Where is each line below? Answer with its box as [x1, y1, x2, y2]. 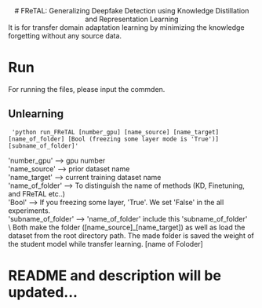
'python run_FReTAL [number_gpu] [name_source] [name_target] [11, 128, 220, 136]
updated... [8, 283, 78, 301]
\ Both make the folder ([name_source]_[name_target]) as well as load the [8, 222, 246, 232]
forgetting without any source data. [8, 31, 122, 40]
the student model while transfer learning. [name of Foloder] [8, 239, 204, 248]
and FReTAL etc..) [8, 189, 65, 198]
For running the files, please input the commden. [8, 84, 166, 93]
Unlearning [8, 108, 64, 121]
